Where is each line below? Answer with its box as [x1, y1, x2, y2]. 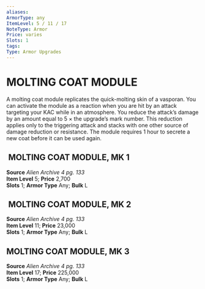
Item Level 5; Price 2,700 [6, 175, 71, 182]
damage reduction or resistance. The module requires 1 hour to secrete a [6, 128, 190, 135]
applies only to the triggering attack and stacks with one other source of [6, 121, 188, 129]
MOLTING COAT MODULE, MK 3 [6, 246, 130, 257]
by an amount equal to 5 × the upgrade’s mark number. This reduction [6, 114, 182, 122]
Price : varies [6, 32, 43, 38]
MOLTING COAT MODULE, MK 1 [8, 152, 130, 163]
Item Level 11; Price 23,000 [6, 222, 75, 230]
